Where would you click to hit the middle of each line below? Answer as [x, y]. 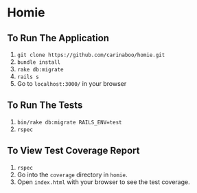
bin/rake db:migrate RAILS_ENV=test [69, 122]
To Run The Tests [45, 105]
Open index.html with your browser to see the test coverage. [103, 182]
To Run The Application [58, 38]
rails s [28, 77]
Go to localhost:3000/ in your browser [72, 83]
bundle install [39, 63]
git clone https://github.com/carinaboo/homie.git [91, 55]
